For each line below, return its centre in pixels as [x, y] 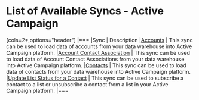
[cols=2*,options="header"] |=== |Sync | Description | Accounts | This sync [99, 40]
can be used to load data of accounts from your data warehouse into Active [99, 46]
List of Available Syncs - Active [85, 11]
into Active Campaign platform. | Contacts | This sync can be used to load [97, 65]
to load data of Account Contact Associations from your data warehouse [95, 59]
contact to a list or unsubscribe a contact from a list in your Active [87, 84]
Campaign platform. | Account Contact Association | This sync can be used [98, 52]
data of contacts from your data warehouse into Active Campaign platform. [99, 71]
